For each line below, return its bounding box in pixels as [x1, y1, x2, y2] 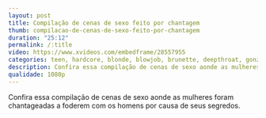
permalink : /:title [8, 41, 73, 49]
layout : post [8, 11, 51, 20]
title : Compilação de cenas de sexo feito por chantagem [8, 19, 200, 27]
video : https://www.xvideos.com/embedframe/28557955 [8, 48, 186, 56]
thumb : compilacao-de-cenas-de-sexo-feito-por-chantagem [8, 26, 200, 34]
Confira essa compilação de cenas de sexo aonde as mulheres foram [8, 92, 234, 101]
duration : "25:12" [8, 33, 69, 42]
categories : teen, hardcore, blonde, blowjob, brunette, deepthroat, [8, 56, 243, 64]
